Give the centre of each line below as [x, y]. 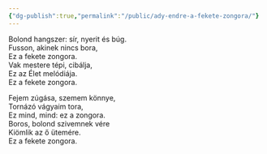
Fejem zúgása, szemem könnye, [62, 97]
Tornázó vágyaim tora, [46, 106]
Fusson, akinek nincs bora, [53, 47]
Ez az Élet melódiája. [43, 73]
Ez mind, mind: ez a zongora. [57, 115]
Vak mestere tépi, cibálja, [51, 65]
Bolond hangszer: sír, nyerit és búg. [68, 39]
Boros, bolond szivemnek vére [59, 123]
